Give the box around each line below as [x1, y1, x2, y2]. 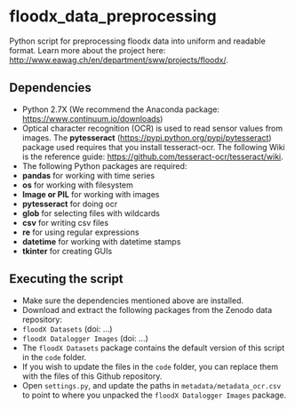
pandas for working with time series [21, 170, 155, 180]
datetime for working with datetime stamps [21, 236, 181, 246]
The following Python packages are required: [21, 160, 187, 171]
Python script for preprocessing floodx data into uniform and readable [9, 36, 267, 46]
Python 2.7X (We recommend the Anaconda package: [21, 104, 220, 115]
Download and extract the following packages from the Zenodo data [21, 304, 273, 315]
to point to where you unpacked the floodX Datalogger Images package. [21, 389, 287, 400]
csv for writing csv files [21, 217, 109, 228]
